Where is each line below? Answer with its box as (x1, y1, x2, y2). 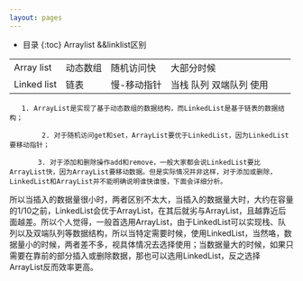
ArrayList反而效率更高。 (9, 261, 99, 272)
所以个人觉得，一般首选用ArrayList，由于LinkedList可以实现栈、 (40, 216, 279, 227)
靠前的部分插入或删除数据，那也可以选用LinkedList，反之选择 (32, 249, 261, 261)
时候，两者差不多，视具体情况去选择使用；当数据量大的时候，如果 (40, 239, 286, 249)
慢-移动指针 (110, 78, 162, 91)
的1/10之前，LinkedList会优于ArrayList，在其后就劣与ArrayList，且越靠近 (9, 204, 279, 216)
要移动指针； (9, 140, 50, 150)
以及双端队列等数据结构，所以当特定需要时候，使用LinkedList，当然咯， (16, 227, 284, 239)
